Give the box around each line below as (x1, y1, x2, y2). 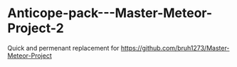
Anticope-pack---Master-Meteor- (7, 5, 213, 21)
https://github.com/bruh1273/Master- (120, 43, 230, 52)
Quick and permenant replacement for (7, 43, 120, 52)
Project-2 (7, 20, 64, 36)
